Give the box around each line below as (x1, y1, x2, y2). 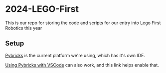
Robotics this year (5, 25, 42, 31)
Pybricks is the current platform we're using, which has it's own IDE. (5, 52, 146, 58)
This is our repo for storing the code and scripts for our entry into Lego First (5, 20, 161, 26)
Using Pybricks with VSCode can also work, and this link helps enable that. (5, 62, 160, 68)
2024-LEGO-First (5, 3, 79, 15)
